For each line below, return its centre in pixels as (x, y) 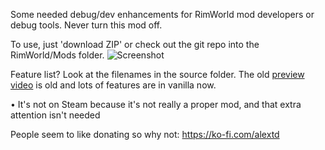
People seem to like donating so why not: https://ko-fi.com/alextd (145, 134)
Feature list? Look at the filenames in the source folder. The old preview (157, 74)
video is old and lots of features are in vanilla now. (113, 85)
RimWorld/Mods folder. (57, 55)
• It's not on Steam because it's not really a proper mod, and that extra (156, 104)
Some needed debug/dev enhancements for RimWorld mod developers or (162, 14)
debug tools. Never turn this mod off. (86, 25)
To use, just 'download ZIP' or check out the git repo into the (135, 44)
